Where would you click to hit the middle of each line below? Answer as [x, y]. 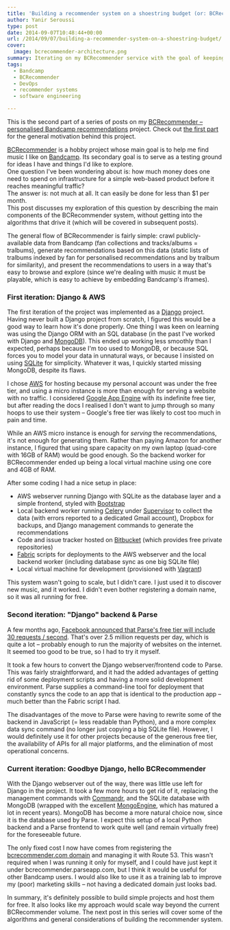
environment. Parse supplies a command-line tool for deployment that [106, 687]
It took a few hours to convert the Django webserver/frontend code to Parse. [115, 665]
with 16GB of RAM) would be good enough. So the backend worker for [106, 455]
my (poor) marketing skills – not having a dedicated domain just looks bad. [112, 884]
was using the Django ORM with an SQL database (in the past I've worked [111, 334]
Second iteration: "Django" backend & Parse [82, 615]
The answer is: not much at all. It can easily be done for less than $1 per [108, 193]
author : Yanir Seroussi [41, 20]
